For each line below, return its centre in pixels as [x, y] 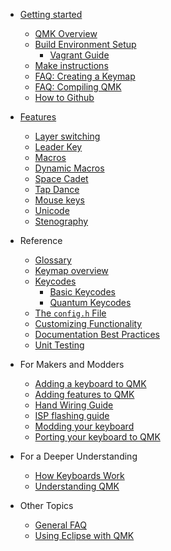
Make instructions [71, 65]
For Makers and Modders [72, 364]
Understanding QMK [77, 486]
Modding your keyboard [84, 426]
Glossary [53, 260]
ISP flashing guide [72, 415]
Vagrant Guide [79, 55]
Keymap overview [71, 270]
